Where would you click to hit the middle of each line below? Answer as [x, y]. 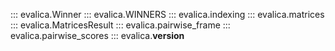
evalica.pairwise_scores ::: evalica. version [97, 35]
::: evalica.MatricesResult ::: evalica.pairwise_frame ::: [120, 25]
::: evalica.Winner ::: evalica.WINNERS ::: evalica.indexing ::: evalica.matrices [167, 14]
